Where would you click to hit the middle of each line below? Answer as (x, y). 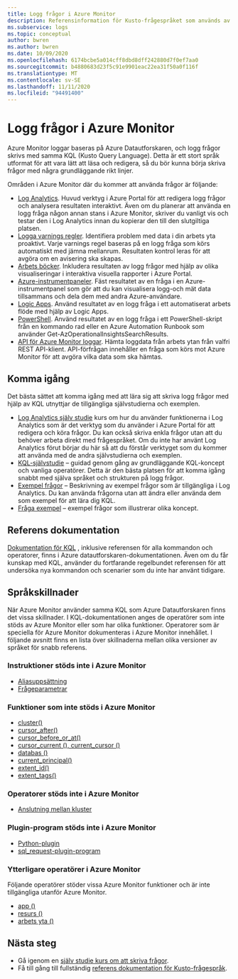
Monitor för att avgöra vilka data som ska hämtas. (90, 357)
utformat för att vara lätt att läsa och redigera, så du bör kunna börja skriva (117, 163)
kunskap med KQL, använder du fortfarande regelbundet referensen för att (117, 563)
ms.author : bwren (33, 47)
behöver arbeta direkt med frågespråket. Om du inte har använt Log (117, 440)
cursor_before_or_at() (49, 738)
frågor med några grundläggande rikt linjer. (70, 171)
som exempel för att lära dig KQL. (66, 500)
